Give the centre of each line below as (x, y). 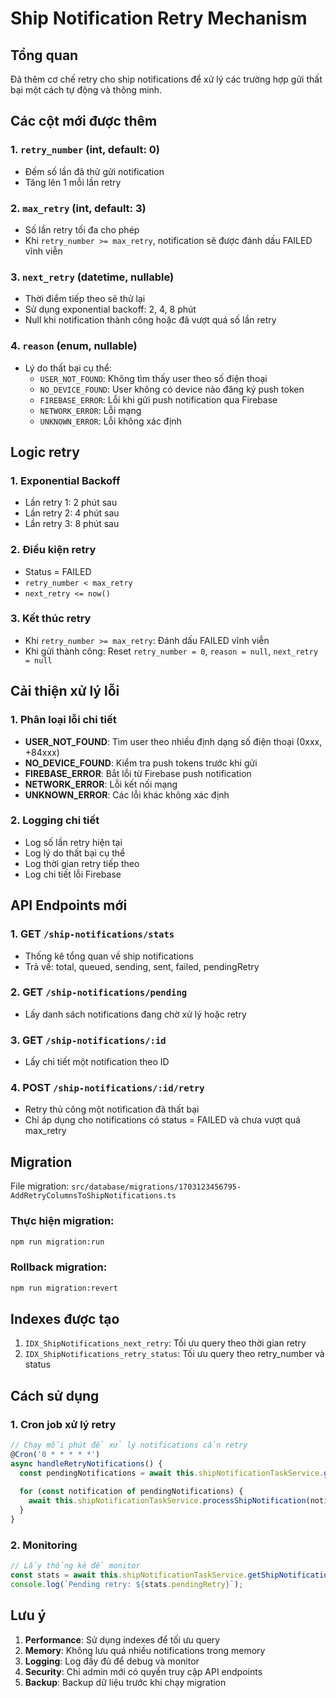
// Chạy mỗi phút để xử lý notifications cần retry (129, 1445)
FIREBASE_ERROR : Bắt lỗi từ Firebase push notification (138, 773)
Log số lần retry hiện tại (73, 842)
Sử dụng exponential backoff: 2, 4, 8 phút (110, 309)
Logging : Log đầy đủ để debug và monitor (112, 1661)
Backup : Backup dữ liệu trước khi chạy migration (125, 1682)
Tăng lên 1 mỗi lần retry (73, 182)
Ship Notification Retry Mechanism (159, 18)
